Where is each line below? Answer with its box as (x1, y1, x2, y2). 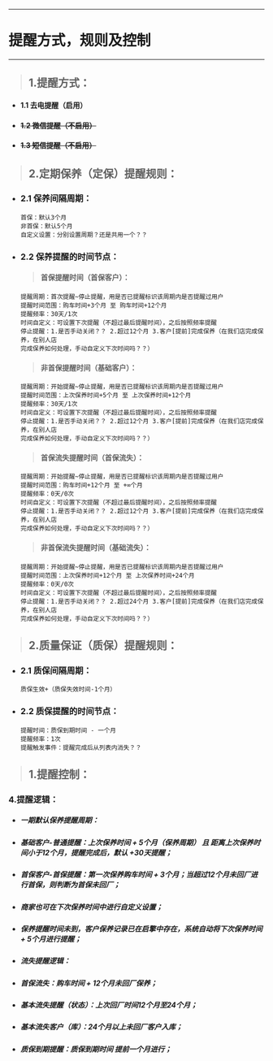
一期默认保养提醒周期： (19, 816, 99, 825)
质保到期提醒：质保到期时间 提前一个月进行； (19, 1044, 172, 1054)
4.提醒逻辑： (8, 794, 58, 805)
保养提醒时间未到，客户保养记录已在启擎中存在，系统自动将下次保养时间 (19, 924, 262, 933)
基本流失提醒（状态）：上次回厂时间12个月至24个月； (19, 1000, 197, 1010)
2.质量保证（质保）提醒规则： (28, 639, 179, 652)
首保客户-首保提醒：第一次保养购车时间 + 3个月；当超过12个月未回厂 (19, 870, 251, 880)
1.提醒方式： (28, 76, 91, 90)
